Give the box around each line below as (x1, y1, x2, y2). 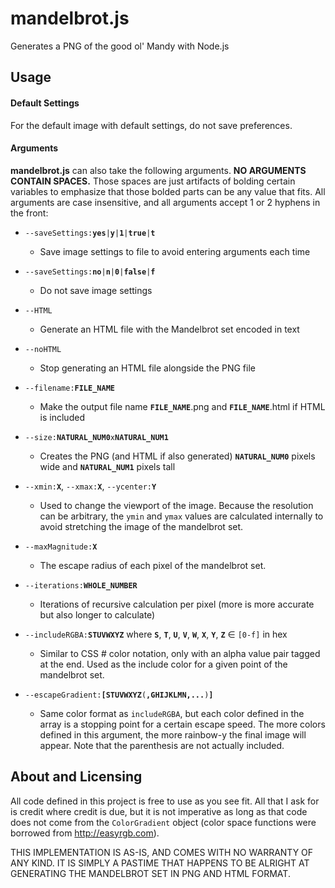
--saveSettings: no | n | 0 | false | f (24, 267, 156, 277)
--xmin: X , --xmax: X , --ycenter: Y (24, 480, 157, 492)
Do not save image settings (39, 284, 153, 296)
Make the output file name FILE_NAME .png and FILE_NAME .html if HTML (39, 400, 326, 412)
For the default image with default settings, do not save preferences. (10, 119, 293, 131)
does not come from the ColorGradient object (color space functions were (10, 816, 317, 828)
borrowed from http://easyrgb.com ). (10, 827, 160, 839)
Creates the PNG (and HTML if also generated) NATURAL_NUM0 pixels (39, 450, 316, 462)
